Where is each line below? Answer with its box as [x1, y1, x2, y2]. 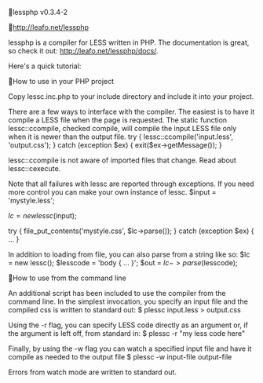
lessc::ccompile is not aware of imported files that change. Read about [8, 155, 237, 165]
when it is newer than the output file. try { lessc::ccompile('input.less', [8, 132, 234, 141]
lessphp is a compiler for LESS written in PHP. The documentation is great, [8, 38, 250, 47]
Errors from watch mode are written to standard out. [8, 367, 177, 377]
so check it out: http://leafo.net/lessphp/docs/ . [8, 46, 159, 55]
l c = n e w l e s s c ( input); [8, 211, 77, 220]
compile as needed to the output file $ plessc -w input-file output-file [8, 352, 232, 361]
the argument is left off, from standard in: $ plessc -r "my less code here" [8, 329, 246, 337]
